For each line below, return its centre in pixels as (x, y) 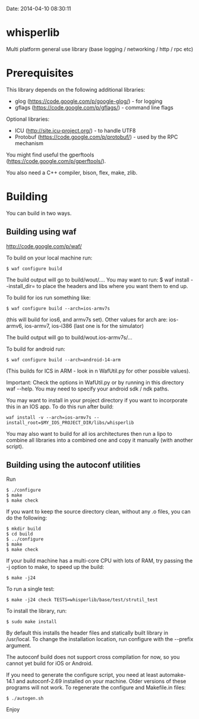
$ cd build (20, 534)
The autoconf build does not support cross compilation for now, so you (93, 657)
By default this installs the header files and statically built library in (87, 633)
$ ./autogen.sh (25, 699)
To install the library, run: (37, 611)
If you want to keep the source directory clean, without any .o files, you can (99, 512)
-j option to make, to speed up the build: (55, 567)
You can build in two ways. (39, 213)
